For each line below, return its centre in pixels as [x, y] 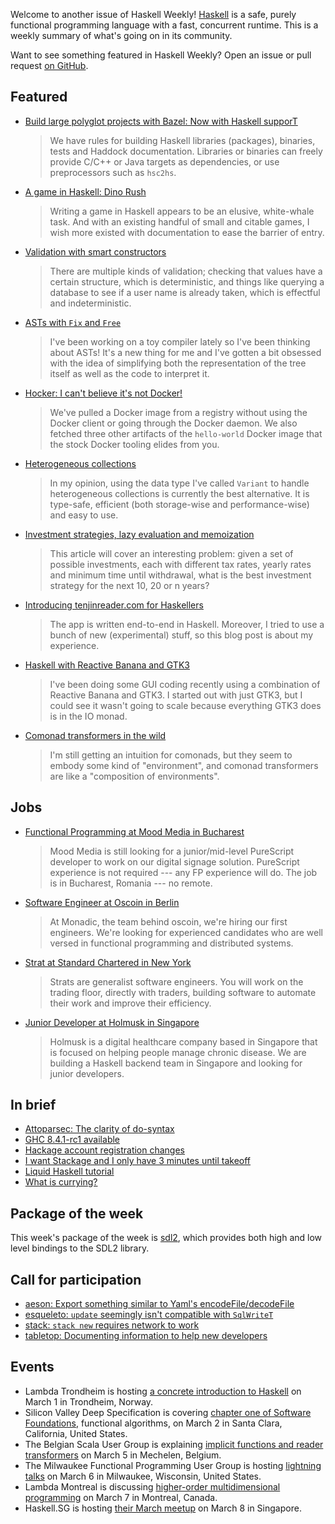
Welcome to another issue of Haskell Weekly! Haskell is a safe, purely [153, 14]
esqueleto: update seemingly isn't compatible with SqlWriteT [149, 1315]
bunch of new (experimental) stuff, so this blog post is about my [181, 635]
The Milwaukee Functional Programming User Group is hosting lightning [173, 1465]
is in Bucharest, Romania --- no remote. [131, 883]
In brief [33, 1105]
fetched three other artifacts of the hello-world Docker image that [186, 433]
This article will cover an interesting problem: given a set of [171, 553]
